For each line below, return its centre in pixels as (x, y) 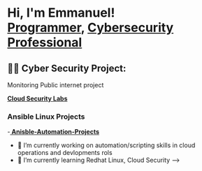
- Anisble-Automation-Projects (53, 132)
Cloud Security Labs (37, 98)
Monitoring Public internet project (56, 85)
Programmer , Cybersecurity (91, 28)
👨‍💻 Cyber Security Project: (67, 68)
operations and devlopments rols (65, 153)
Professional (45, 43)
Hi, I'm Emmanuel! (61, 13)
